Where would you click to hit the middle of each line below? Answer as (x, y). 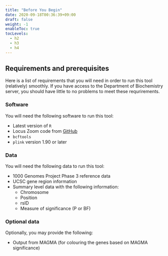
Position (29, 198)
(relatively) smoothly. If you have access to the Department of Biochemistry (84, 86)
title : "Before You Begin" (34, 10)
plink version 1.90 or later (40, 142)
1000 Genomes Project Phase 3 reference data (61, 176)
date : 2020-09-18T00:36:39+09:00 (41, 15)
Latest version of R (32, 126)
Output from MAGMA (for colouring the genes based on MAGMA (80, 243)
